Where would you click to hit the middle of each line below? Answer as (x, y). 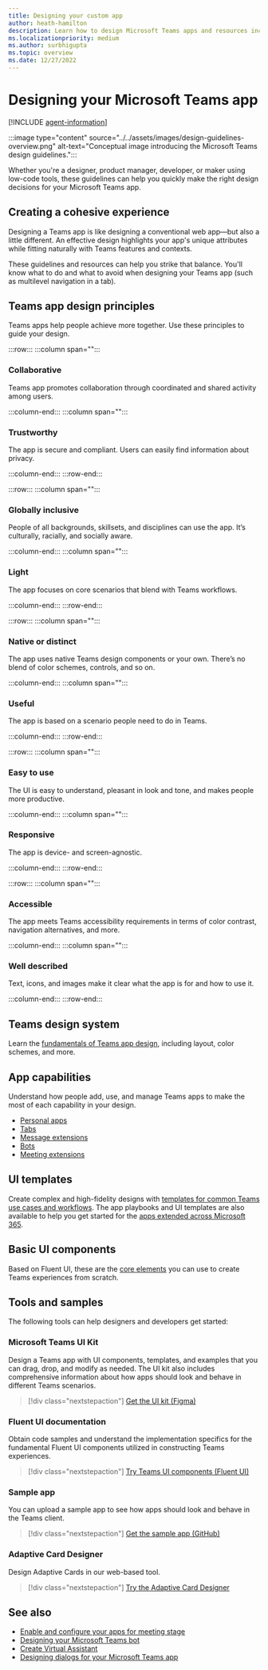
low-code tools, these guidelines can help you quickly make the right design (134, 178)
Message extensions (54, 1138)
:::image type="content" (48, 138)
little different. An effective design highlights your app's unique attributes (128, 240)
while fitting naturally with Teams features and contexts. (100, 248)
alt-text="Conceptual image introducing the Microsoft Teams (157, 146)
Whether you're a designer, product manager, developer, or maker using (127, 170)
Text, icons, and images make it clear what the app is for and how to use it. (131, 983)
